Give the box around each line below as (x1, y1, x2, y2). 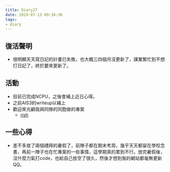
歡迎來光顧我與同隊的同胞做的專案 (12, 106, 85, 112)
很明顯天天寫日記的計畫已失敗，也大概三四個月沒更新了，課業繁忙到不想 (12, 56, 165, 63)
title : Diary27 (5, 7, 38, 13)
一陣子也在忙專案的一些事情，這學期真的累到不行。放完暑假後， (30, 149, 165, 155)
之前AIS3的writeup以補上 (12, 100, 66, 106)
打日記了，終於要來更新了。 (12, 63, 71, 69)
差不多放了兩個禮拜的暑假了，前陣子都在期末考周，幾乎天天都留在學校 (12, 142, 161, 148)
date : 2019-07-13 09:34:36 (5, 12, 63, 17)
